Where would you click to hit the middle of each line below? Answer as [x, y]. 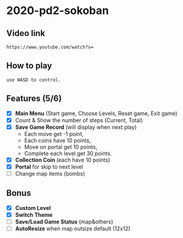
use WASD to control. [34, 80]
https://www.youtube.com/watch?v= [50, 47]
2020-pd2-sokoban [58, 11]
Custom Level [33, 207]
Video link [26, 33]
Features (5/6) [34, 99]
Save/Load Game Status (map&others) [64, 222]
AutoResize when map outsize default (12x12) [73, 229]
